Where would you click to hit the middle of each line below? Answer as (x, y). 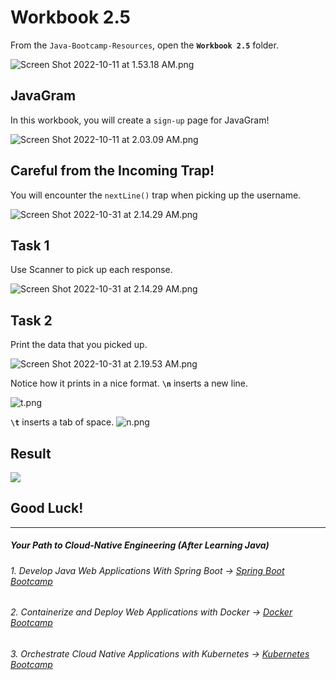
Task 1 (30, 245)
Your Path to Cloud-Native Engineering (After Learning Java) (140, 545)
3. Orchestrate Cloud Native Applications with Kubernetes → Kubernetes (160, 654)
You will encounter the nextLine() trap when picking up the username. (156, 195)
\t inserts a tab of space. (62, 422)
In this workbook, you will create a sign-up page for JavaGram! (140, 120)
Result (31, 453)
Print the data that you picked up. (79, 345)
